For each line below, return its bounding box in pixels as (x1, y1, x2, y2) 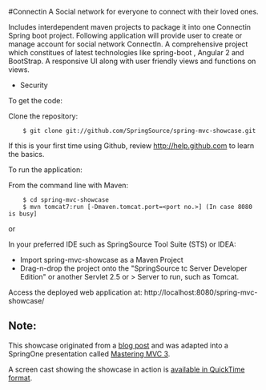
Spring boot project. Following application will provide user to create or (8, 31, 243, 40)
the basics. (8, 150, 45, 159)
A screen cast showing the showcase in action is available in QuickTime (8, 364, 245, 374)
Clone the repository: (8, 111, 79, 121)
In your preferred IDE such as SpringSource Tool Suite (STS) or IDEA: (8, 239, 236, 249)
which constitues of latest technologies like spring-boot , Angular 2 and (8, 48, 244, 57)
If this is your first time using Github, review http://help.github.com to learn (8, 141, 255, 151)
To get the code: (8, 96, 62, 105)
